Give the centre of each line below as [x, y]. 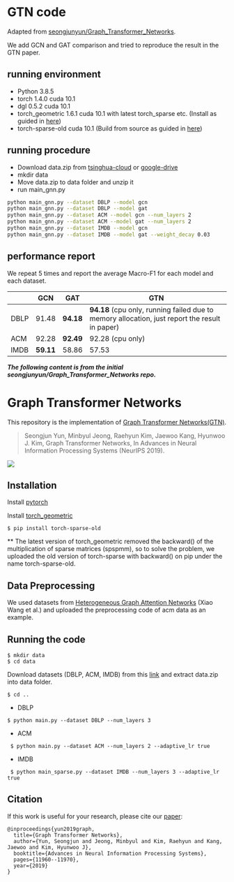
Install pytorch [28, 502]
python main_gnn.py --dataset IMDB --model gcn [78, 228]
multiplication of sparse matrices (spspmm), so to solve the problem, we [111, 549]
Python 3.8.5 [36, 91]
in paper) [104, 327]
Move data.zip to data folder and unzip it [75, 182]
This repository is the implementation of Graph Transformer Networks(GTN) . [117, 422]
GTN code [37, 12]
